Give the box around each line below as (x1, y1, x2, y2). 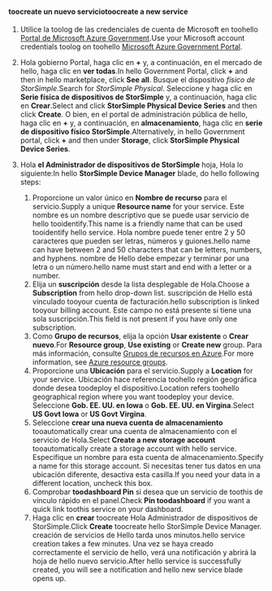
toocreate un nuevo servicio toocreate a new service (8, 7, 188, 16)
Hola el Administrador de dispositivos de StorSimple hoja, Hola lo (19, 160, 244, 170)
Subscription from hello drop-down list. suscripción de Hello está (32, 288, 253, 298)
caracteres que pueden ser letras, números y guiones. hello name (32, 236, 251, 246)
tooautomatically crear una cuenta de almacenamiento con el (32, 427, 237, 436)
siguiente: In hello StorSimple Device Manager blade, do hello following (19, 169, 260, 178)
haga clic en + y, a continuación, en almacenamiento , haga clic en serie (19, 118, 263, 128)
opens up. (32, 574, 67, 584)
